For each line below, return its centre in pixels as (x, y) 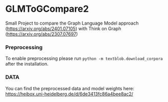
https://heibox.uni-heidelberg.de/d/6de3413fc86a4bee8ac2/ (69, 94)
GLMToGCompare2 (47, 9)
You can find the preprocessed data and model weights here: (70, 88)
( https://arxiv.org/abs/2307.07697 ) (42, 34)
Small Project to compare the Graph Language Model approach (72, 23)
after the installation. (27, 64)
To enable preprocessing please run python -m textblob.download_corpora (84, 58)
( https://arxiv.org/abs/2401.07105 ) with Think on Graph (63, 28)
